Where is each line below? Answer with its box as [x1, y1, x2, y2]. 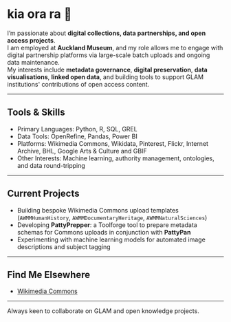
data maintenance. [7, 58, 60, 66]
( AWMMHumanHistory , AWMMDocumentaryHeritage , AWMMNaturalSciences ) [16, 213, 208, 222]
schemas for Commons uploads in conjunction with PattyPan [16, 228, 191, 236]
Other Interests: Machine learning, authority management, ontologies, [16, 154, 214, 162]
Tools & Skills [7, 107, 65, 118]
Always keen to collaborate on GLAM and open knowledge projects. [7, 307, 199, 315]
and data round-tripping [16, 161, 86, 169]
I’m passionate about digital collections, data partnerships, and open [7, 29, 206, 37]
